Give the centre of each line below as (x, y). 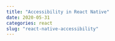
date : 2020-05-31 (28, 17)
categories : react (29, 23)
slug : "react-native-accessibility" (52, 29)
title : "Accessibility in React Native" (58, 12)
